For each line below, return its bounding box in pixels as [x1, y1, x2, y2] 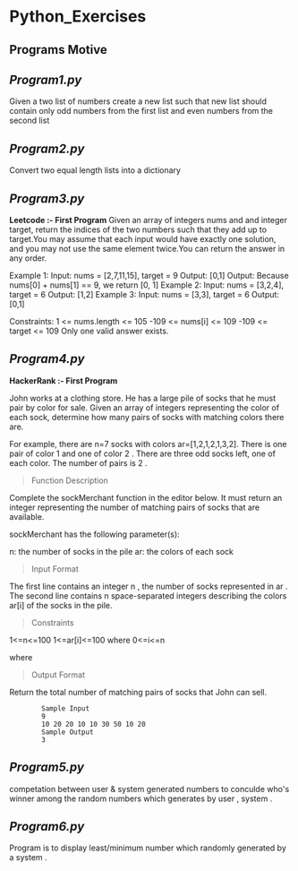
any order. [9, 253, 47, 263]
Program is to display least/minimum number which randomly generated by [9, 842, 286, 853]
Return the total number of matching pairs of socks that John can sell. [9, 686, 268, 697]
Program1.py [9, 72, 82, 87]
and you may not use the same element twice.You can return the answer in [9, 244, 285, 254]
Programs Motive [9, 42, 107, 57]
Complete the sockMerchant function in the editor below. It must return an [9, 492, 283, 503]
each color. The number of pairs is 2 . [9, 457, 148, 468]
